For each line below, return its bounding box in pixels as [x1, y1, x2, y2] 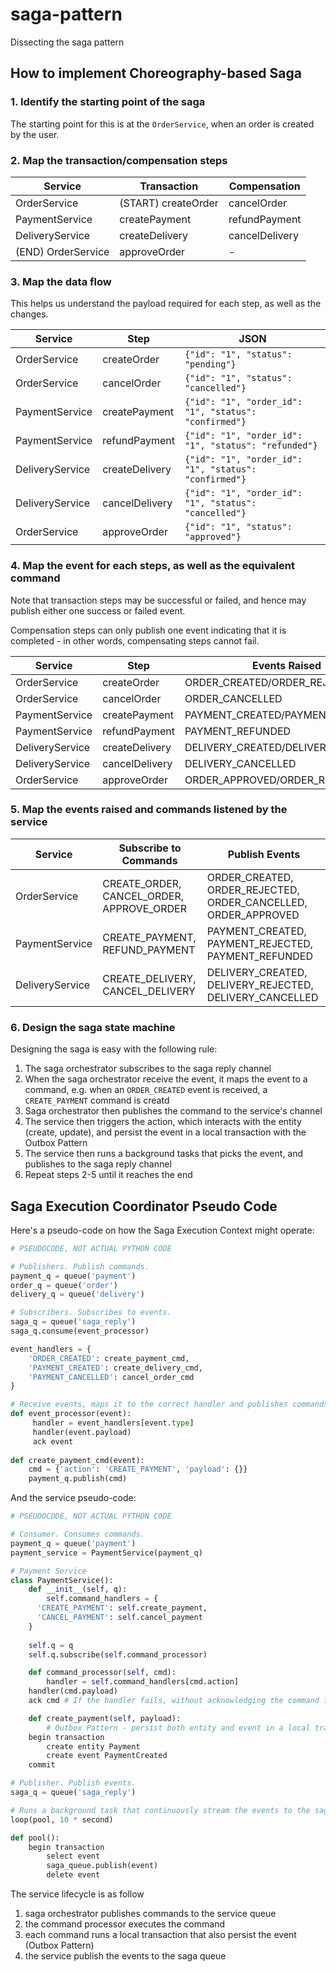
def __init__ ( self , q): [28, 1584, 128, 1595]
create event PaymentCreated [46, 1751, 168, 1761]
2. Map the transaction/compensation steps [10, 153, 228, 167]
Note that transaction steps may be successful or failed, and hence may [10, 594, 307, 606]
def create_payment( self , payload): [28, 1713, 182, 1723]
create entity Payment [46, 1741, 141, 1752]
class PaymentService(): [10, 1575, 114, 1585]
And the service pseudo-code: [10, 1492, 137, 1504]
